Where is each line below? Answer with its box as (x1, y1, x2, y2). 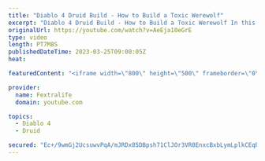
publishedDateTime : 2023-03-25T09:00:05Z (8, 48, 147, 56)
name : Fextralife (15, 91, 73, 99)
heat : (8, 56, 26, 64)
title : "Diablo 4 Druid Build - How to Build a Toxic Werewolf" (8, 11, 224, 20)
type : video (8, 33, 47, 42)
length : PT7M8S (8, 41, 58, 49)
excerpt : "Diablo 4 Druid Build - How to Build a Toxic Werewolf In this (8, 19, 256, 27)
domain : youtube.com (15, 98, 83, 106)
